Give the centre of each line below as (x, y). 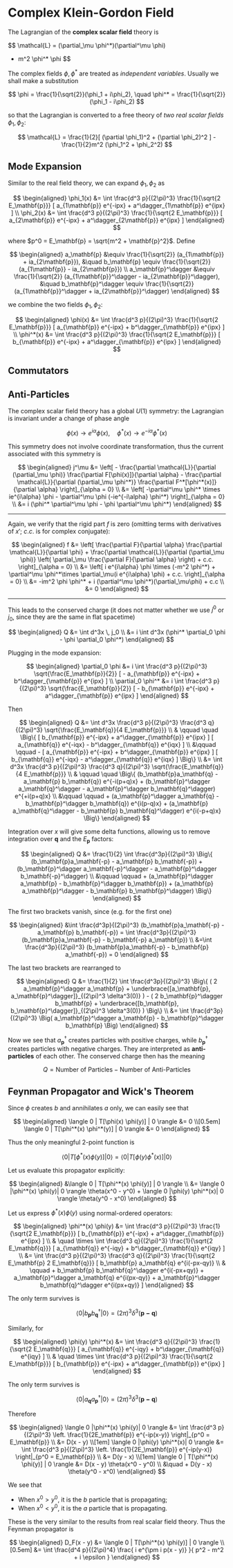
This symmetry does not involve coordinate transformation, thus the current (116, 446)
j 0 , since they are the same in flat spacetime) (72, 618)
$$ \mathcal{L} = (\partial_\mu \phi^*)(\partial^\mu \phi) (87, 45)
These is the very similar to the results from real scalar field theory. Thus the (116, 1522)
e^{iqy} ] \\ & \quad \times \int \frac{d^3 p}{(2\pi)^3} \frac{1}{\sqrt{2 (117, 1356)
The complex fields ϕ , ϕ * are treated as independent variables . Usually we (113, 73)
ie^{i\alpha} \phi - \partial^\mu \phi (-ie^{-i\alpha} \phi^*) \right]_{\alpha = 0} (117, 496)
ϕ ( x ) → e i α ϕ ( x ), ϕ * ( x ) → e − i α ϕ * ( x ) (117, 432)
